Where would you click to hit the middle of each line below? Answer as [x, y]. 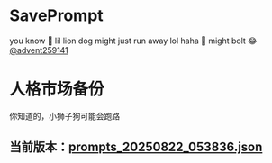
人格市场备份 [57, 90]
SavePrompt [56, 16]
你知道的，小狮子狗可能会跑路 [64, 116]
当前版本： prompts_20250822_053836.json [136, 147]
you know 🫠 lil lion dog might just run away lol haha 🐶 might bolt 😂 [133, 41]
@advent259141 [39, 50]
